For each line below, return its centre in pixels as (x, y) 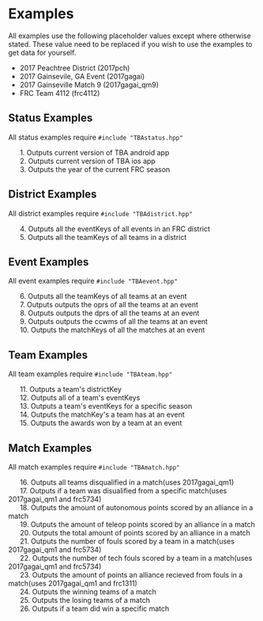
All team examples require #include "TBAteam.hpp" (90, 374)
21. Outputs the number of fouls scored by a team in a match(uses (127, 541)
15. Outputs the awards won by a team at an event (101, 423)
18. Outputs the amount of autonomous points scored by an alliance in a (136, 507)
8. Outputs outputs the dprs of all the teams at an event (109, 313)
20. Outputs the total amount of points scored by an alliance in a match (135, 533)
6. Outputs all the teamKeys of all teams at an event (103, 296)
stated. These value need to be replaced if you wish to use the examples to (130, 44)
